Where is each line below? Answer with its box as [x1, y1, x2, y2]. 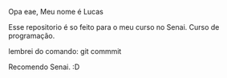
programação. [8, 31, 55, 40]
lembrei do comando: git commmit [8, 47, 122, 55]
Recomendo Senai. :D [8, 62, 80, 72]
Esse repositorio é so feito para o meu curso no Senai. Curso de [8, 23, 220, 31]
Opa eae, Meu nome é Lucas [8, 7, 104, 16]
